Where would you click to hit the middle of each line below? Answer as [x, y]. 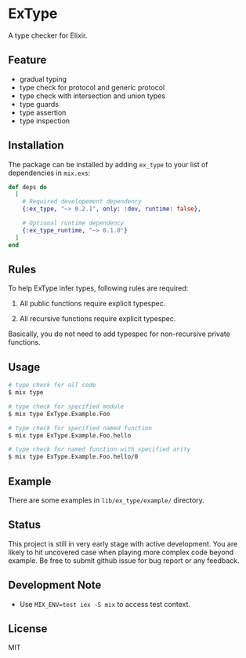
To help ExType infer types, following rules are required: [98, 288]
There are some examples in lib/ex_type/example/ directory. [107, 500]
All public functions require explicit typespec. [92, 304]
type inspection [45, 121]
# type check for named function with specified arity [99, 450]
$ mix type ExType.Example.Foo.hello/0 [73, 457]
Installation [36, 146]
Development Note [55, 585]
